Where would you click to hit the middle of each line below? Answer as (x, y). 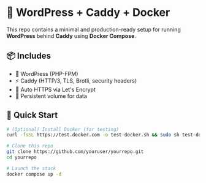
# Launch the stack (31, 168)
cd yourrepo (21, 158)
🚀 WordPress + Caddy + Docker (88, 13)
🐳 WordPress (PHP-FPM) (47, 73)
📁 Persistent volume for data (51, 96)
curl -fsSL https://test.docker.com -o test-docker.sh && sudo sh (93, 135)
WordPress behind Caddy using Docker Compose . (71, 35)
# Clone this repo (30, 146)
